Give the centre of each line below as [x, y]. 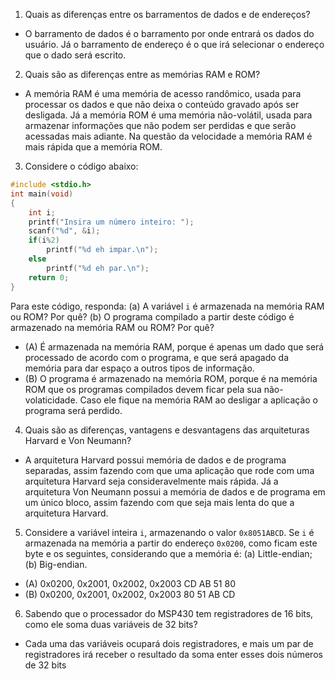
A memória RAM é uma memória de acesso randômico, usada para [163, 93]
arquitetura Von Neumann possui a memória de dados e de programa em [175, 491]
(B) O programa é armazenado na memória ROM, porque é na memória [171, 378]
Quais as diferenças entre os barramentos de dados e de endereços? [167, 14]
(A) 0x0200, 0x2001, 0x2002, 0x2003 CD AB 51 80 [130, 583]
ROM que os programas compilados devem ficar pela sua [143, 389]
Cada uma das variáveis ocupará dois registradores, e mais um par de [169, 643]
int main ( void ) [42, 194]
